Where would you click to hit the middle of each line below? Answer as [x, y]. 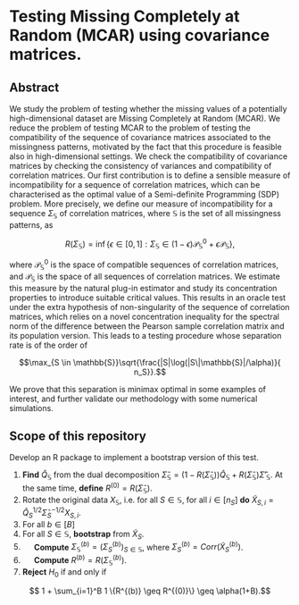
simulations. [31, 408]
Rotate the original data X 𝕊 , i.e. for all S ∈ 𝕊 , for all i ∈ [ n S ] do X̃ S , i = [148, 500]
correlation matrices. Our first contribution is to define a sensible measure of [150, 175]
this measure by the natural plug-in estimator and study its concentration [143, 288]
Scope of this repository [78, 436]
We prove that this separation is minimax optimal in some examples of [137, 389]
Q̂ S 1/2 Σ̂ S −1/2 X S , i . [52, 513]
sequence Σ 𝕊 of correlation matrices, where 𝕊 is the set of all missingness [145, 214]
